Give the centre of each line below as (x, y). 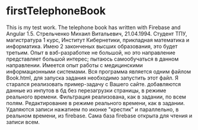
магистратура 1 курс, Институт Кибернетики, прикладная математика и (98, 40)
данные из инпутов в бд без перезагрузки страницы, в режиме (86, 90)
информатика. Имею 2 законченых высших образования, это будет (92, 46)
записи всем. (23, 122)
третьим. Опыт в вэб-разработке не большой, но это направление (91, 52)
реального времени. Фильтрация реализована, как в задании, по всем (96, 97)
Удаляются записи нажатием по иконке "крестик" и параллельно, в (92, 109)
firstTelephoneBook (56, 11)
